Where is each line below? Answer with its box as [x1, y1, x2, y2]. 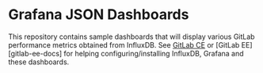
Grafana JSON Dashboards [8, 6, 189, 24]
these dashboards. [8, 57, 70, 67]
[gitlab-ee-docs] [8, 48, 63, 58]
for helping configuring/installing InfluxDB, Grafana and [63, 48, 244, 58]
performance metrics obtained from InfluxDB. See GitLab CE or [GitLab [8, 40, 240, 49]
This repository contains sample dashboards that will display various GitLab [8, 32, 255, 41]
